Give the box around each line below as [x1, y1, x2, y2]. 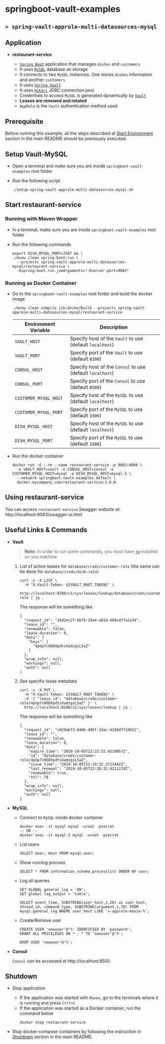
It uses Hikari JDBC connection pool [19, 87, 94, 93]
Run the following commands [12, 241, 71, 247]
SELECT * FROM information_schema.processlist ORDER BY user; [19, 869, 150, 874]
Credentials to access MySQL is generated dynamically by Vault [19, 93, 146, 99]
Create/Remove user [19, 917, 61, 923]
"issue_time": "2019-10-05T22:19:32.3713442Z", [28, 762, 128, 767]
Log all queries [19, 877, 50, 883]
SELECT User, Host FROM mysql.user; [19, 851, 95, 856]
